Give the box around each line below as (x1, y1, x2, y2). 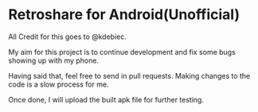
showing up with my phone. (8, 56, 100, 65)
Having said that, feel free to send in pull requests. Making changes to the (8, 71, 251, 80)
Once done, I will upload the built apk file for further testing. (8, 95, 205, 104)
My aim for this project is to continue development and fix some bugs (8, 47, 236, 56)
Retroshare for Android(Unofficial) (8, 6, 240, 24)
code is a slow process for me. (8, 79, 109, 89)
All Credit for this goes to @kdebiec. (8, 32, 127, 41)
